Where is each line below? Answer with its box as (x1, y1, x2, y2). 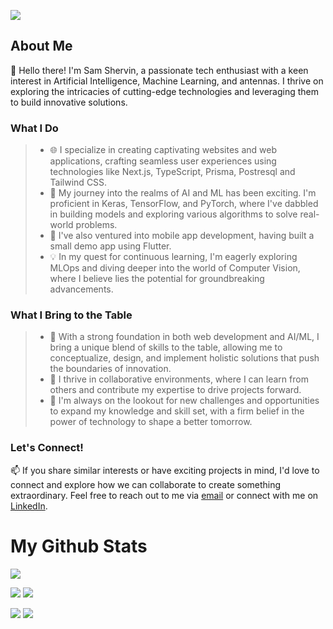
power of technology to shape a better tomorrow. (49, 416, 253, 428)
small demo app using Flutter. (49, 240, 172, 252)
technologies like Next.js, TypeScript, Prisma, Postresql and (49, 166, 296, 178)
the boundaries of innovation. (49, 363, 172, 375)
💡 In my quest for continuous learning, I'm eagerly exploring (49, 251, 298, 263)
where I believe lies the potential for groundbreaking (49, 273, 265, 285)
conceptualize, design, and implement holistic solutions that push (49, 352, 320, 364)
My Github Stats (10, 535, 148, 557)
